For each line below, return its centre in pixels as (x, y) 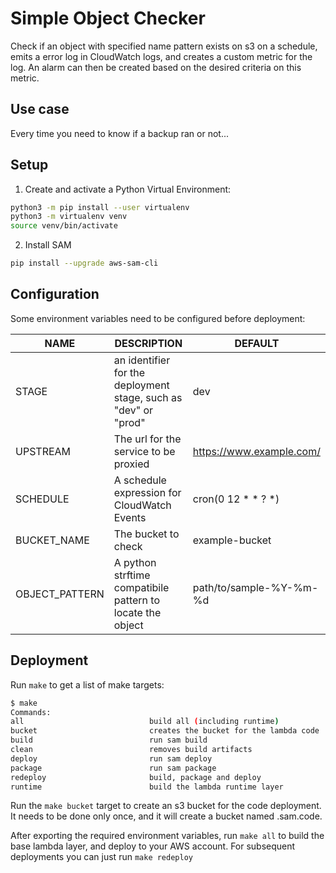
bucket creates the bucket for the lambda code (165, 731)
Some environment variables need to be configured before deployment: (158, 318)
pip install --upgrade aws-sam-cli (84, 263)
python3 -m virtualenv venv (69, 217)
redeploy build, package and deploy (136, 777)
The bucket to (146, 534)
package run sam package (113, 768)
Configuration (55, 294)
